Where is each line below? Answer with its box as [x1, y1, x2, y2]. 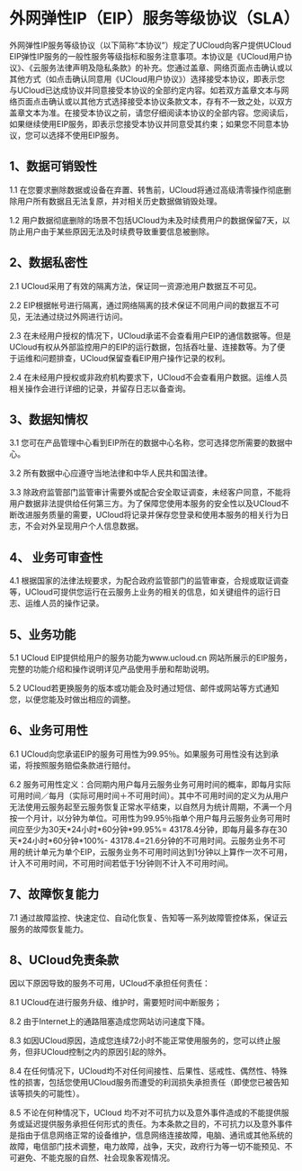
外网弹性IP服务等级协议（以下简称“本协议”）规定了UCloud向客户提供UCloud [9, 40, 292, 50]
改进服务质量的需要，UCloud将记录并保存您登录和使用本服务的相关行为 [16, 510, 281, 521]
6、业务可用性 [9, 722, 88, 739]
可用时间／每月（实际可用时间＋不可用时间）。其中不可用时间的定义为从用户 [9, 790, 289, 801]
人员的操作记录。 [40, 598, 104, 609]
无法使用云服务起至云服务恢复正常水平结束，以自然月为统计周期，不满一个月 [9, 801, 293, 812]
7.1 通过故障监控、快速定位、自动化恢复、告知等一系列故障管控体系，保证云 [9, 912, 288, 923]
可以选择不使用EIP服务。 [32, 130, 124, 141]
